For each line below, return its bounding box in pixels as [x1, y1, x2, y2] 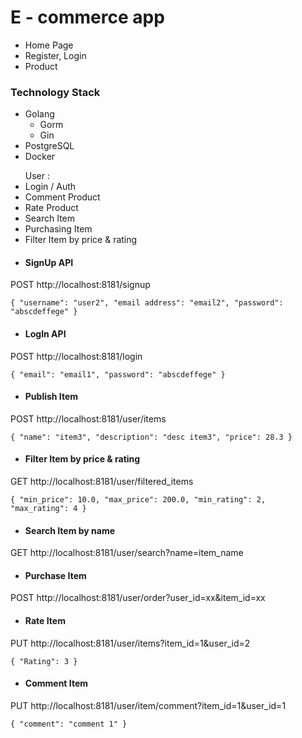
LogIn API [24, 328, 67, 340]
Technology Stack [10, 85, 101, 99]
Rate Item [24, 615, 66, 627]
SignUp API [24, 256, 74, 268]
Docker [24, 151, 56, 163]
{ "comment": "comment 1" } [10, 719, 128, 729]
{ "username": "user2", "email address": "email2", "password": [10, 298, 284, 308]
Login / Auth [24, 181, 77, 193]
